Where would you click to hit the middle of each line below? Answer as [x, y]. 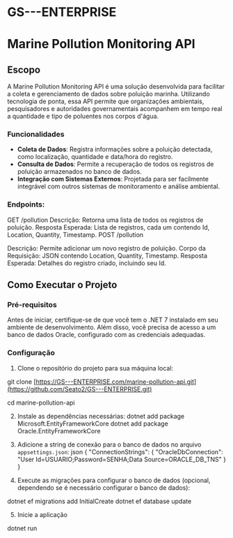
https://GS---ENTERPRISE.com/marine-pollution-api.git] [116, 382]
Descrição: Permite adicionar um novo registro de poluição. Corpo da [107, 248]
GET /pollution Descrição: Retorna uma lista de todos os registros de [105, 220]
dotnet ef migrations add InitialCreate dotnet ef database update [99, 501]
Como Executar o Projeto [62, 285]
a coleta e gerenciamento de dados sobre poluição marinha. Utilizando [109, 94]
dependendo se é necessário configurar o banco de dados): [103, 487]
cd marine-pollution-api [41, 403]
